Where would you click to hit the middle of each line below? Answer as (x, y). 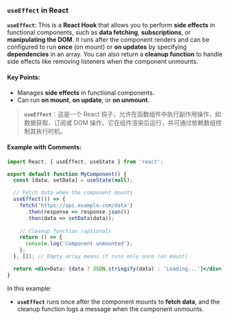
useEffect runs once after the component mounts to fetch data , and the (118, 301)
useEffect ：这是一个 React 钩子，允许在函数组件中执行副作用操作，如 (122, 114)
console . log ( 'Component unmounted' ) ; (79, 244)
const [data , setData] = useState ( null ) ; (73, 180)
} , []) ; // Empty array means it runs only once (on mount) (101, 257)
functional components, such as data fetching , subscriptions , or (99, 32)
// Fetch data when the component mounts (73, 193)
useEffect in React (38, 10)
